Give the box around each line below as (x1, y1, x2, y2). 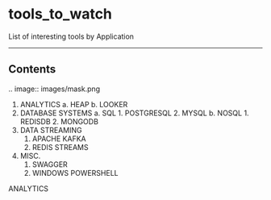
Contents (8, 62, 56, 77)
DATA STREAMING (19, 125, 82, 135)
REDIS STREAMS (31, 142, 89, 152)
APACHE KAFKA (31, 134, 86, 144)
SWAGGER (31, 159, 69, 169)
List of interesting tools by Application (8, 31, 135, 41)
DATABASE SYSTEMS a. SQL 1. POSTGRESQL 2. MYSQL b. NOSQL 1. (19, 108, 249, 118)
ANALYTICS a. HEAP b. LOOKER (19, 99, 128, 109)
